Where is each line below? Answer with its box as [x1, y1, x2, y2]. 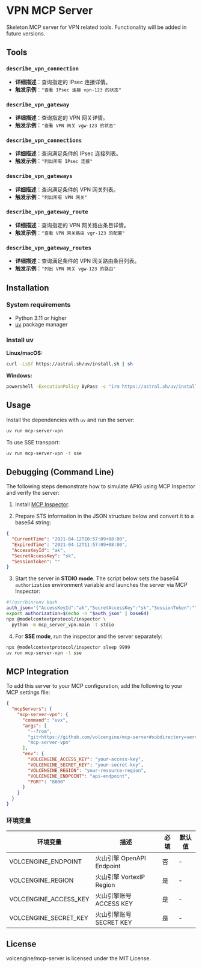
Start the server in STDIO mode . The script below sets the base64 [14, 575, 179, 582]
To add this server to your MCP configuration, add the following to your [6, 682, 183, 690]
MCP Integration [6, 666, 69, 676]
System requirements [6, 301, 71, 309]
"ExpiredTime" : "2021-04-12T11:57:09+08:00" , [11, 542, 128, 548]
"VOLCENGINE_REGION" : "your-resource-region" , [28, 767, 147, 773]
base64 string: [14, 519, 52, 526]
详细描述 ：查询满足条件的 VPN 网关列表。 [14, 186, 119, 193]
